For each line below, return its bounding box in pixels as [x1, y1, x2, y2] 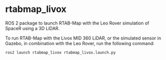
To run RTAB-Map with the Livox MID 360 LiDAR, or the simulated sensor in [5, 35, 161, 41]
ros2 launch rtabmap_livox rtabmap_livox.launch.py [5, 50, 116, 55]
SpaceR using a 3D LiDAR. [5, 25, 60, 31]
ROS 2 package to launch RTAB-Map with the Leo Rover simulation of [5, 20, 149, 26]
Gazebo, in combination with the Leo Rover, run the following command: [5, 40, 155, 46]
